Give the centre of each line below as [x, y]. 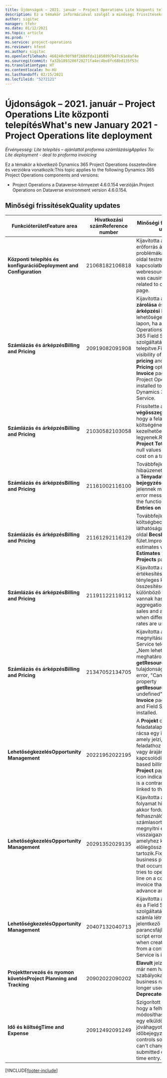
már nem [147, 969]
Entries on [148, 508]
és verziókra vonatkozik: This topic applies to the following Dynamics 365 [80, 169]
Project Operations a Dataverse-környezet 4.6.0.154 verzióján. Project [83, 184]
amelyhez [147, 841]
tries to [144, 872]
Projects [146, 559]
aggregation [150, 605]
